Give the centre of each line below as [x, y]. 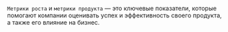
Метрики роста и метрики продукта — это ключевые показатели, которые [112, 8]
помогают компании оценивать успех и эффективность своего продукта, [115, 15]
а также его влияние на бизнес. [53, 22]
